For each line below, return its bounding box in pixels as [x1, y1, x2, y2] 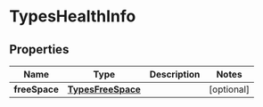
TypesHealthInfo [9, 6, 136, 27]
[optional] [209, 83, 250, 95]
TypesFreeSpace [67, 83, 141, 95]
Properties [9, 42, 70, 57]
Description [149, 69, 201, 80]
